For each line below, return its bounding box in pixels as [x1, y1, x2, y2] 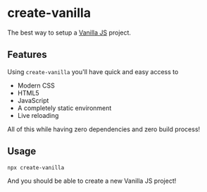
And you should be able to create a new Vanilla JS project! [7, 176, 177, 185]
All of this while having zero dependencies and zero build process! [7, 125, 201, 133]
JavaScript [17, 96, 49, 104]
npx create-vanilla [7, 164, 65, 171]
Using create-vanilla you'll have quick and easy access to [7, 67, 179, 76]
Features [7, 49, 47, 61]
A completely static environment [17, 104, 112, 112]
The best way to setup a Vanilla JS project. [7, 28, 132, 37]
